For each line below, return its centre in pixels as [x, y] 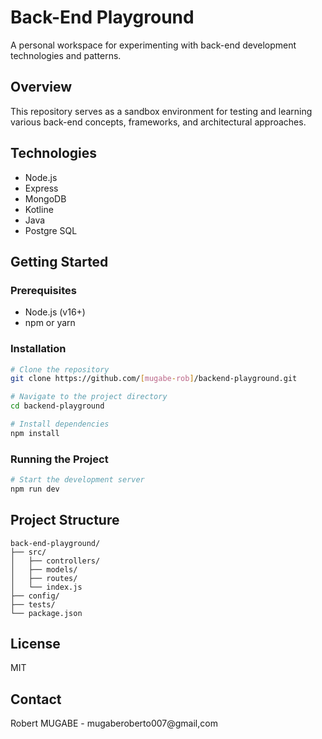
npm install [35, 433]
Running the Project [59, 459]
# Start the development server [77, 480]
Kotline [39, 209]
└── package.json [46, 613]
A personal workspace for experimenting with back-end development [153, 45]
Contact [36, 699]
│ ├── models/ [44, 569]
